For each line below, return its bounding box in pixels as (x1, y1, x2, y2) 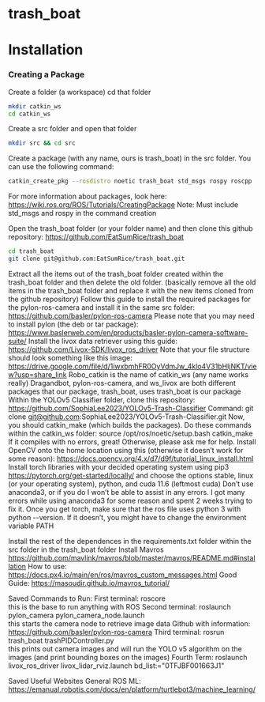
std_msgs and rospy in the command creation (8, 209, 157, 218)
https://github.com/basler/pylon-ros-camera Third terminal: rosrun (8, 627, 225, 636)
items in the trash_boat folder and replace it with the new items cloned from (8, 285, 254, 295)
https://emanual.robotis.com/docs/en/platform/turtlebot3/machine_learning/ (8, 685, 256, 694)
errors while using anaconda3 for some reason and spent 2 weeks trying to (8, 496, 253, 505)
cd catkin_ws (8, 110, 51, 118)
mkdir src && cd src (8, 139, 77, 147)
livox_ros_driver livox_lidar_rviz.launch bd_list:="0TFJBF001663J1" (8, 661, 225, 670)
